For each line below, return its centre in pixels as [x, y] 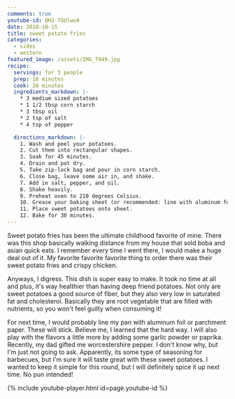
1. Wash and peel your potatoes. [69, 144]
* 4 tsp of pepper [47, 124]
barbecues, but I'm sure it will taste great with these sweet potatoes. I [108, 359]
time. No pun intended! [40, 374]
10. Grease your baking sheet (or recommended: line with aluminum [120, 203]
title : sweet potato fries [47, 33]
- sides [25, 46]
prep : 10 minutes [39, 79]
